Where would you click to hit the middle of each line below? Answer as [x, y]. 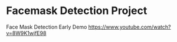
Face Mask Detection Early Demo [47, 27]
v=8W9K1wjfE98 [26, 33]
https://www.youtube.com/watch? [130, 27]
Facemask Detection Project [77, 11]
